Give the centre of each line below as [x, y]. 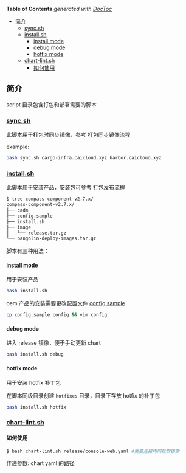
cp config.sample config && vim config [57, 315]
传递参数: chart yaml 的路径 [40, 463]
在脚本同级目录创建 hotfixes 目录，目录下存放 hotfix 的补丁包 [83, 395]
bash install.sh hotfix [36, 407]
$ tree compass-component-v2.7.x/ [50, 199]
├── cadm [17, 210]
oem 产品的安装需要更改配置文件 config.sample [66, 303]
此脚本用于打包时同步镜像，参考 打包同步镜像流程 [68, 135]
